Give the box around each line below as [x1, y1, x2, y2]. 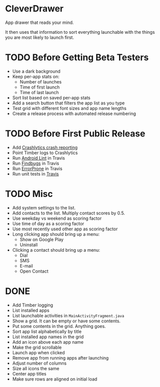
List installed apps [12, 307, 50, 313]
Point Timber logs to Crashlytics [12, 150, 78, 156]
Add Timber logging [12, 302, 53, 308]
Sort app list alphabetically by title [12, 328, 82, 334]
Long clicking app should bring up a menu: [12, 231, 100, 237]
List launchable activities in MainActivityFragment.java [12, 312, 125, 318]
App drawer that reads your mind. [5, 19, 74, 25]
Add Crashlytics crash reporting [12, 144, 78, 150]
